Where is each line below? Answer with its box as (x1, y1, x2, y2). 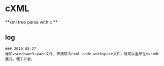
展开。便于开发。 (5, 57, 35, 62)
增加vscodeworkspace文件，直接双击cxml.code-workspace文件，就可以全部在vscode (5, 51, 160, 56)
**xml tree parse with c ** (5, 19, 58, 25)
